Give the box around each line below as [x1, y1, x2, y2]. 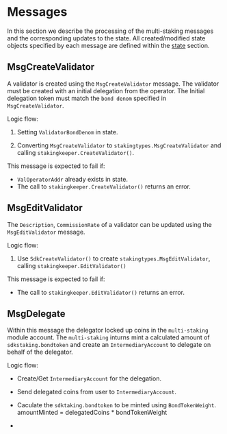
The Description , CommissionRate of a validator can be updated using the [7, 220, 212, 228]
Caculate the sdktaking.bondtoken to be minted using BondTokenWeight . [16, 401, 217, 409]
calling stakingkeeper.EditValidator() [16, 261, 126, 269]
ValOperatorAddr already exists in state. [16, 175, 129, 183]
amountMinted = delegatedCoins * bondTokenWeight [16, 409, 168, 417]
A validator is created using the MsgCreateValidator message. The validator [7, 80, 219, 88]
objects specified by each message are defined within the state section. [7, 41, 210, 49]
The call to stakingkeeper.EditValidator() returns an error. [16, 288, 185, 296]
